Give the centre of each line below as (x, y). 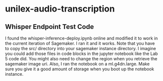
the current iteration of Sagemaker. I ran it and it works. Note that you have (80, 43)
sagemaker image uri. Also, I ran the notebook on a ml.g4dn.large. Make (77, 64)
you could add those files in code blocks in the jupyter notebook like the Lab (81, 54)
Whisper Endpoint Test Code (49, 27)
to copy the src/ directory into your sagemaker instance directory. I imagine (81, 48)
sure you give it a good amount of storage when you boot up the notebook (80, 69)
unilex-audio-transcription (60, 9)
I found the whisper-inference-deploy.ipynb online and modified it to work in (81, 38)
